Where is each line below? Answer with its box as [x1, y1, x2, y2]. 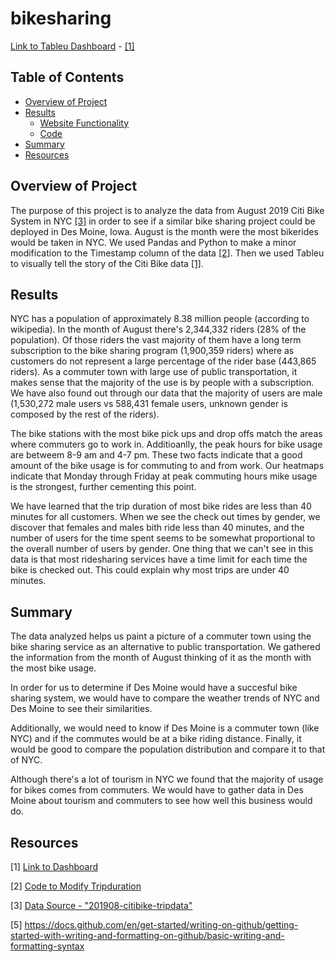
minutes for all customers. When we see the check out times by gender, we [10, 511, 321, 523]
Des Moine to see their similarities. [10, 703, 153, 715]
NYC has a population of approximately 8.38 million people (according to [10, 313, 310, 325]
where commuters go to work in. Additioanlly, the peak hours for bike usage [10, 438, 323, 451]
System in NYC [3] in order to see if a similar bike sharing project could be [10, 215, 316, 227]
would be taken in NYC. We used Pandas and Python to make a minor [10, 236, 297, 248]
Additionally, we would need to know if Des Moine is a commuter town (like [10, 722, 320, 734]
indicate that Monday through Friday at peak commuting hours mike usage [10, 470, 318, 482]
